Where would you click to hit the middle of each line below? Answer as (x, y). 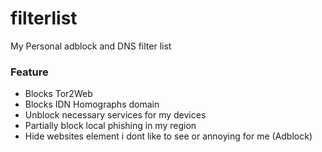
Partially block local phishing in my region (110, 126)
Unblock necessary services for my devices (115, 115)
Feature (29, 72)
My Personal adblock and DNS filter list (91, 46)
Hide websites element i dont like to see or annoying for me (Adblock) (168, 136)
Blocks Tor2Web (58, 94)
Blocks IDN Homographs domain (92, 104)
